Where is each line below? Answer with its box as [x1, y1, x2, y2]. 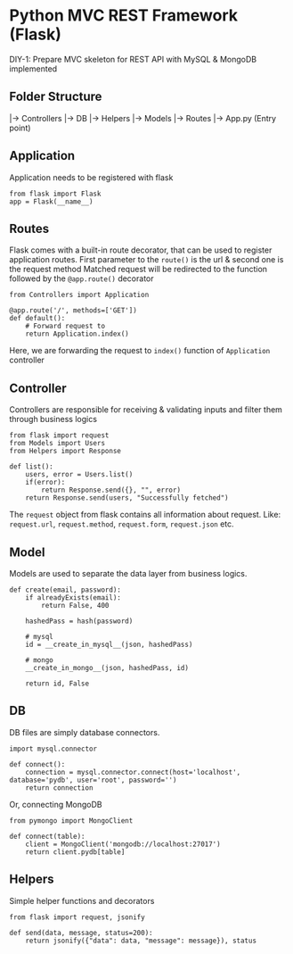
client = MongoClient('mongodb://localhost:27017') [25, 840, 221, 849]
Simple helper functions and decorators [9, 895, 155, 906]
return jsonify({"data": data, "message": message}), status [25, 936, 256, 945]
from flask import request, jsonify [9, 912, 145, 922]
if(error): [25, 478, 66, 487]
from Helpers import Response [9, 447, 122, 456]
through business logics [9, 414, 98, 425]
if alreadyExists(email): [25, 593, 122, 602]
